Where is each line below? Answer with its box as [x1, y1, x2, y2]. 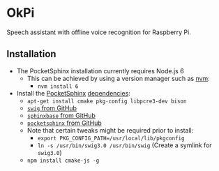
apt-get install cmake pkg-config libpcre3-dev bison [27, 98, 187, 105]
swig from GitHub [27, 103, 77, 112]
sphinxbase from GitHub [27, 111, 96, 119]
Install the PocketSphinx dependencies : [16, 89, 130, 97]
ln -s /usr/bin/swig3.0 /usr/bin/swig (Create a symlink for [37, 141, 212, 149]
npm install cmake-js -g [27, 157, 100, 164]
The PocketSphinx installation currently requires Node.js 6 [16, 66, 184, 75]
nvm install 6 [37, 82, 79, 90]
